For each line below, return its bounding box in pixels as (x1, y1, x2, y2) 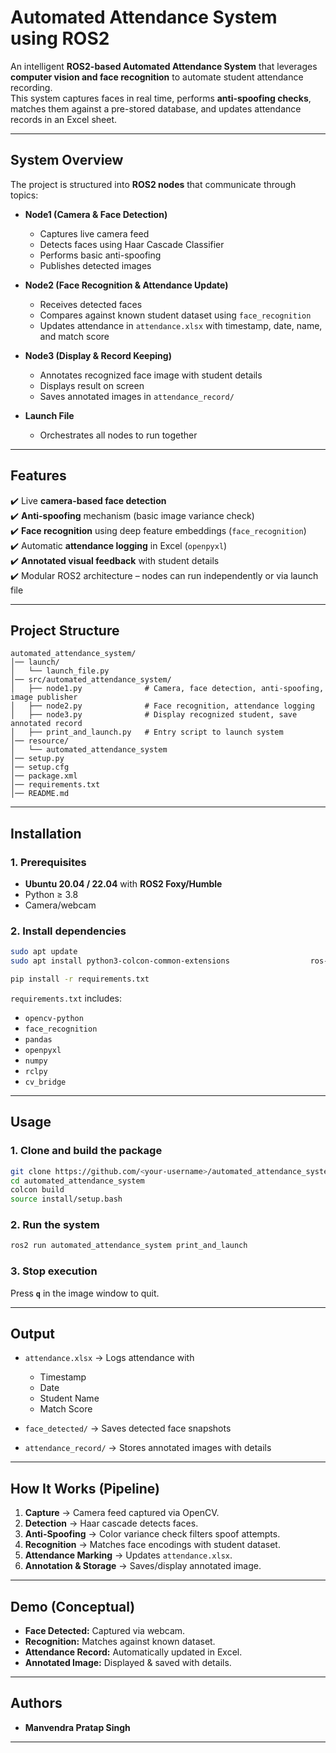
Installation (10, 825, 82, 842)
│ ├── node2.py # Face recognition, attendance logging (10, 701, 315, 711)
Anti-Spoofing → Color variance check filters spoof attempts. (24, 1528, 281, 1540)
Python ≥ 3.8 (24, 889, 79, 901)
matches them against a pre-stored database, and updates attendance (10, 102, 302, 115)
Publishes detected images (39, 259, 152, 271)
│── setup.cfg (10, 762, 70, 773)
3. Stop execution (10, 1264, 98, 1278)
